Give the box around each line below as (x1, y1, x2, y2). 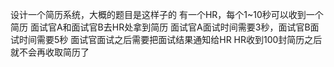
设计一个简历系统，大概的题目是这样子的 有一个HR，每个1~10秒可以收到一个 (10, 9, 324, 20)
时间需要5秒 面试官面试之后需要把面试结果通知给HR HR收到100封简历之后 (18, 34, 323, 45)
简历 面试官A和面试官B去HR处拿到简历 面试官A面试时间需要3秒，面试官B (10, 21, 311, 33)
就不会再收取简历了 (10, 46, 90, 58)
